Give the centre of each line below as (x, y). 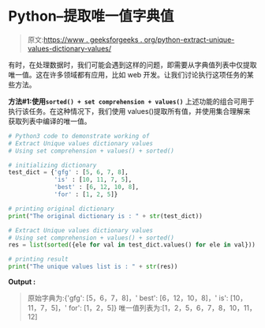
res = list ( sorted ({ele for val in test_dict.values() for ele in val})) (132, 245)
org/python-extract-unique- (189, 40)
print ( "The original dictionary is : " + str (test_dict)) (105, 216)
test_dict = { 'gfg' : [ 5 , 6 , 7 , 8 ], (68, 172)
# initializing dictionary (52, 165)
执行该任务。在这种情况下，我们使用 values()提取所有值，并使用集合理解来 (129, 111)
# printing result (38, 259)
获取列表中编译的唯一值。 (50, 121)
